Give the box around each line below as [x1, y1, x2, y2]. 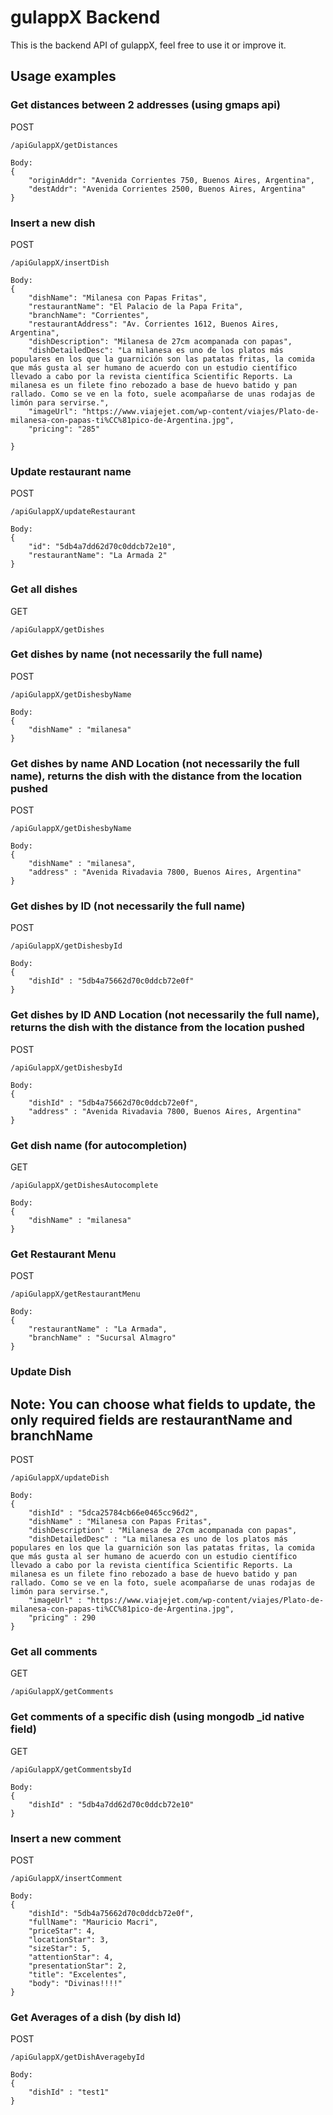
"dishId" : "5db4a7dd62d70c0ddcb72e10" [28, 1799, 195, 1810]
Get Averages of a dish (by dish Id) [10, 2010, 182, 2024]
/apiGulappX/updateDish [10, 1473, 110, 1483]
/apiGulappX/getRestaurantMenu [10, 1289, 141, 1300]
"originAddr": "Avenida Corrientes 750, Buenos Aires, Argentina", [28, 175, 315, 185]
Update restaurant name [10, 464, 132, 478]
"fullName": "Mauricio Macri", [28, 1917, 159, 1927]
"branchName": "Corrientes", [28, 310, 150, 320]
